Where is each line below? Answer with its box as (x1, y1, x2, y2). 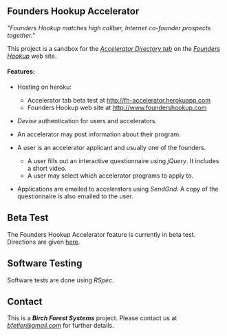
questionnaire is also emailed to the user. (17, 192, 133, 200)
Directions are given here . (7, 238, 80, 246)
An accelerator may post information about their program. (17, 130, 181, 138)
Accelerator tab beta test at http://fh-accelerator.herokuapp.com (27, 96, 211, 105)
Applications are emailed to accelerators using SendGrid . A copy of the (17, 185, 219, 193)
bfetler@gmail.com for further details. (7, 322, 115, 330)
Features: (7, 67, 36, 76)
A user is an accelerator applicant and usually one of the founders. (17, 144, 206, 152)
